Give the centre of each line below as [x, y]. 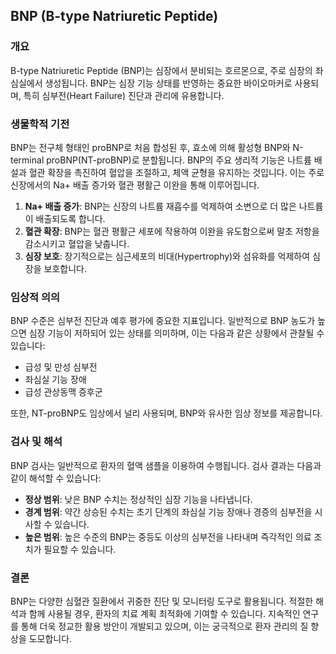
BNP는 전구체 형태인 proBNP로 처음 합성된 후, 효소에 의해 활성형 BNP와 [150, 147]
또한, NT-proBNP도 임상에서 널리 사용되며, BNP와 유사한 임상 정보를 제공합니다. [166, 413]
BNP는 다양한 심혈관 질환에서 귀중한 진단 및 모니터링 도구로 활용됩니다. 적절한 [162, 601]
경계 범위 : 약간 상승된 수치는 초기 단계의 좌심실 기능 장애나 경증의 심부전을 [168, 511]
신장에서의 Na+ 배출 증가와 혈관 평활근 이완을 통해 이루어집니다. [135, 185]
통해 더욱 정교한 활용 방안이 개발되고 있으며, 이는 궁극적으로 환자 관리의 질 [164, 626]
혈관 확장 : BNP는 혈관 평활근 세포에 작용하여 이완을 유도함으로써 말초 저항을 [172, 231]
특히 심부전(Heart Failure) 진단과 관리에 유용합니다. [124, 95]
